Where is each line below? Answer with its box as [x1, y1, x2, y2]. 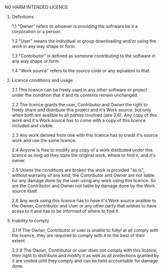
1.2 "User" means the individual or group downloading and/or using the [11, 38, 156, 44]
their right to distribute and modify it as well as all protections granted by [11, 253, 160, 258]
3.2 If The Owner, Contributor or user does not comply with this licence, [11, 247, 158, 253]
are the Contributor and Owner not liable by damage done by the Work [11, 183, 155, 189]
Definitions [11, 14, 34, 19]
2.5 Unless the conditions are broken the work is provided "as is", [11, 167, 145, 173]
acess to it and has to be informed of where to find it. [11, 208, 120, 214]
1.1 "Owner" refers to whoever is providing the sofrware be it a [11, 23, 138, 29]
